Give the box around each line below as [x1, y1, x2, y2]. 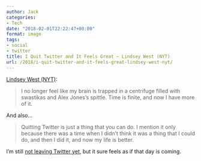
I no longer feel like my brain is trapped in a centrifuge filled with [20, 87, 181, 94]
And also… [6, 112, 33, 119]
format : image [6, 31, 42, 37]
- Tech [6, 20, 23, 26]
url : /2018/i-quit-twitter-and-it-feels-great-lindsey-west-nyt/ [6, 59, 173, 65]
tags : [6, 37, 20, 43]
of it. [20, 100, 33, 107]
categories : [6, 14, 36, 20]
